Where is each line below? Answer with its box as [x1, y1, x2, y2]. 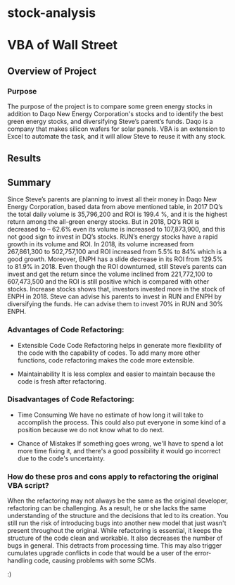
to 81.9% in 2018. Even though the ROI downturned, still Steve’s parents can [7, 263, 227, 271]
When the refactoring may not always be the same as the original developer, [7, 496, 229, 505]
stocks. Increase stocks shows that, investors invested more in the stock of [7, 285, 225, 294]
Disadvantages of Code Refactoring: [7, 394, 135, 404]
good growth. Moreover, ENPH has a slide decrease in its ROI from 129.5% [7, 255, 223, 263]
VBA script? [7, 480, 49, 490]
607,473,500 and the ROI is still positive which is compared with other [7, 277, 210, 286]
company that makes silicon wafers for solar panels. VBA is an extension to [7, 125, 225, 133]
